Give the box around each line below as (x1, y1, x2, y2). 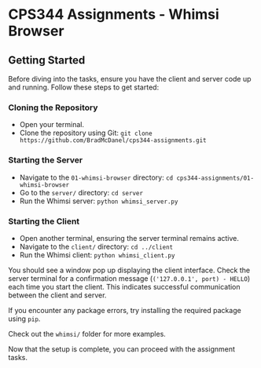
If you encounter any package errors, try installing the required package (8, 305, 241, 315)
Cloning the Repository (8, 102, 98, 113)
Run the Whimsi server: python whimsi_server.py (19, 196, 178, 206)
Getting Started (8, 53, 86, 67)
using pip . (8, 314, 41, 323)
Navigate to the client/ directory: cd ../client (19, 242, 174, 251)
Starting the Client (8, 216, 80, 227)
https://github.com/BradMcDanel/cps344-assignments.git (19, 137, 207, 144)
